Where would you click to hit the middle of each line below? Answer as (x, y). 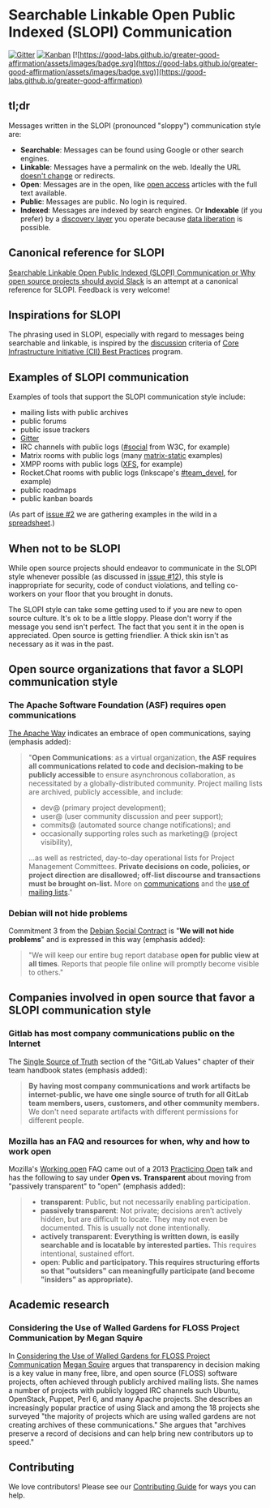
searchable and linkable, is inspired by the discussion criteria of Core (124, 343)
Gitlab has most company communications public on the (122, 1034)
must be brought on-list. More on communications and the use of (139, 883)
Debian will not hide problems (68, 913)
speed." (21, 1442)
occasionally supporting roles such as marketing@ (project (139, 833)
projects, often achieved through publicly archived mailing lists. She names (134, 1382)
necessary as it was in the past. (61, 644)
